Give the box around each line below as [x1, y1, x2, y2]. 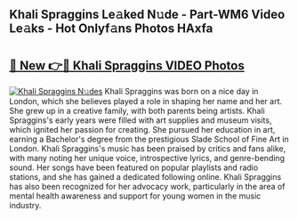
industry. [9, 200, 42, 210]
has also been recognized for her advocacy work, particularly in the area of [9, 182, 286, 191]
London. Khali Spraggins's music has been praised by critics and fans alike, [9, 143, 286, 154]
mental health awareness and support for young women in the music [9, 191, 262, 201]
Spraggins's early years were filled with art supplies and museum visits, [9, 115, 272, 126]
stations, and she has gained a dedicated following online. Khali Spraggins [9, 172, 282, 182]
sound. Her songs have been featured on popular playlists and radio [9, 162, 259, 173]
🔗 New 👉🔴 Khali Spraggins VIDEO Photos [9, 58, 245, 73]
